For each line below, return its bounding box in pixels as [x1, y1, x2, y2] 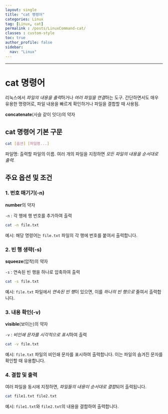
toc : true [5, 36, 26, 41]
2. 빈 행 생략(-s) [5, 246, 42, 253]
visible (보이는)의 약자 [5, 321, 48, 327]
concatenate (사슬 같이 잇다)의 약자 [5, 111, 75, 118]
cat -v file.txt [5, 342, 39, 347]
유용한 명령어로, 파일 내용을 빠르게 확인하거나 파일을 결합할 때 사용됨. [5, 101, 140, 107]
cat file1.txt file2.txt [5, 394, 57, 399]
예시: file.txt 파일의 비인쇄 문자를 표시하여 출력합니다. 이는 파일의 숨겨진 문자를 [5, 351, 163, 357]
